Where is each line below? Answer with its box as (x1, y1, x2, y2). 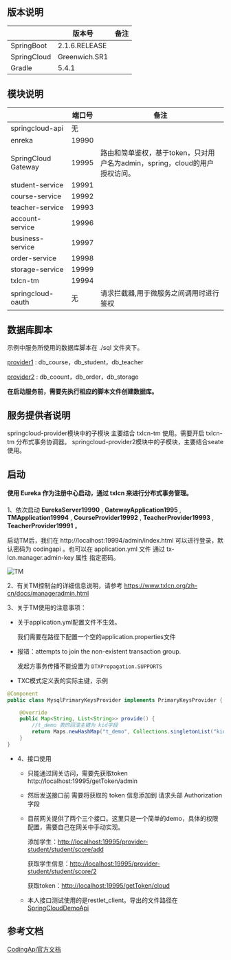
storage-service (10, 264, 64, 274)
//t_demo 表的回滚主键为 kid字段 (32, 722, 118, 729)
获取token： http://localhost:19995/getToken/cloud (27, 881, 170, 890)
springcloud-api (10, 123, 64, 133)
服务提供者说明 (7, 409, 71, 421)
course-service (10, 191, 62, 201)
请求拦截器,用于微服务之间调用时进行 (100, 288, 220, 298)
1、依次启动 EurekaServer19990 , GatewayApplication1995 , (7, 505, 181, 514)
